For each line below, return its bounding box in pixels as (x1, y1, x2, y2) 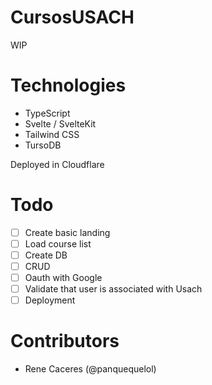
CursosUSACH (10, 6, 135, 29)
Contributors (10, 330, 120, 353)
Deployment (24, 294, 76, 306)
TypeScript (24, 107, 71, 119)
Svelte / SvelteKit (24, 117, 97, 130)
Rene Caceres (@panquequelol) (24, 363, 157, 375)
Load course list (24, 237, 92, 250)
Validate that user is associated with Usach (24, 283, 203, 295)
